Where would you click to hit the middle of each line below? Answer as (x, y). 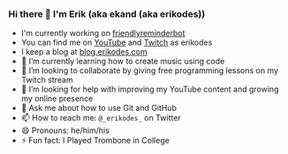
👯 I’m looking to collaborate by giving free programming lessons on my (150, 70)
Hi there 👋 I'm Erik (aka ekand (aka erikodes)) (107, 14)
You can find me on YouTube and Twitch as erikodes (117, 42)
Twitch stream (47, 80)
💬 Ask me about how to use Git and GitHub (99, 108)
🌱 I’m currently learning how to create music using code (123, 62)
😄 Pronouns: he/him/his (65, 130)
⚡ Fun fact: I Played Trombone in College (95, 141)
